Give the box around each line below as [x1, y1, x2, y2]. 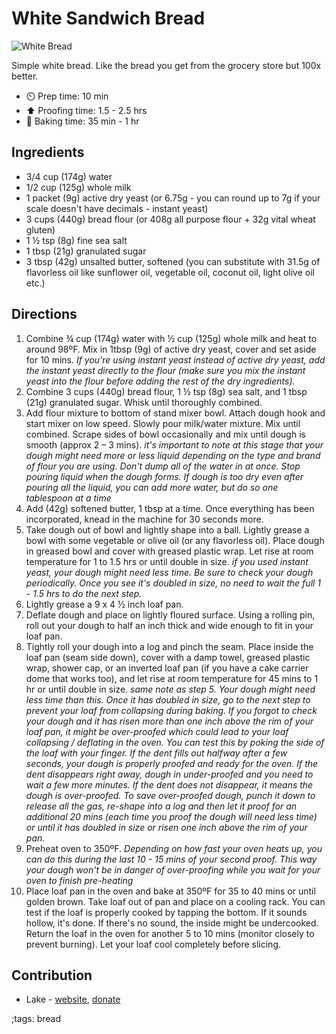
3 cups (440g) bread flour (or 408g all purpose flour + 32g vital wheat [25, 213, 316, 225]
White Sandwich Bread [11, 7, 206, 30]
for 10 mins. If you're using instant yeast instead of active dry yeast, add [25, 353, 326, 366]
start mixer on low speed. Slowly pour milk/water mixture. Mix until [25, 417, 301, 429]
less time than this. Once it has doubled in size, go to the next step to [25, 693, 311, 706]
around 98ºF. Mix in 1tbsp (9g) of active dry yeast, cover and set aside [25, 343, 317, 355]
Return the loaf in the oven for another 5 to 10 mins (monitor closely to [25, 927, 315, 939]
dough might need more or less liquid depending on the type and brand [25, 449, 321, 461]
